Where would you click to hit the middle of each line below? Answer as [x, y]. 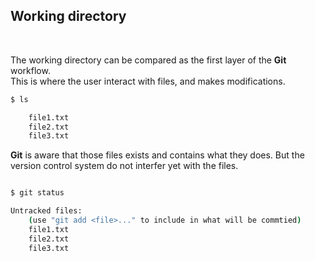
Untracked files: [46, 211]
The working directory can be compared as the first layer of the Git [148, 60]
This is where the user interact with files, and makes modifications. [148, 81]
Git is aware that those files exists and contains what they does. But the [157, 155]
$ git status [37, 193]
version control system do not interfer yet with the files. [124, 166]
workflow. [30, 70]
